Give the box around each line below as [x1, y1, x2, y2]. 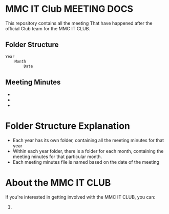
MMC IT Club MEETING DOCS [5, 3, 134, 15]
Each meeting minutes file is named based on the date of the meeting [12, 159, 160, 165]
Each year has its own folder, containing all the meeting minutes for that [12, 137, 164, 144]
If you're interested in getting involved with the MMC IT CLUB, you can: [5, 194, 156, 200]
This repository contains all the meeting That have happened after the [5, 20, 153, 26]
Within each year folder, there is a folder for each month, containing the [12, 148, 164, 154]
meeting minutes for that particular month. [12, 153, 102, 160]
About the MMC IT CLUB [5, 177, 111, 189]
